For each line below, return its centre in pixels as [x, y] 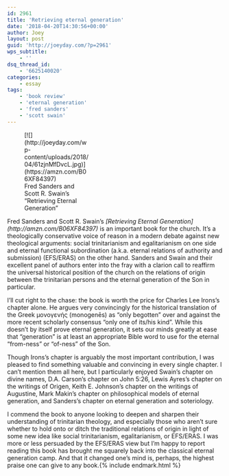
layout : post [26, 39]
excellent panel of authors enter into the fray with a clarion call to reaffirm [111, 265]
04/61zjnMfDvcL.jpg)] [55, 164]
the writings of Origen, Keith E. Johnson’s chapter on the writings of [103, 386]
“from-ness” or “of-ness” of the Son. [59, 344]
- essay [30, 84]
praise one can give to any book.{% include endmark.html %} [94, 465]
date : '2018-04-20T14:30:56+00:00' [58, 26]
